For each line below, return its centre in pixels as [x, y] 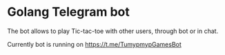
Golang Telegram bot [68, 12]
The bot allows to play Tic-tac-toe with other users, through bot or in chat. [113, 31]
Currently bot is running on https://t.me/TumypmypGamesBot [94, 44]
